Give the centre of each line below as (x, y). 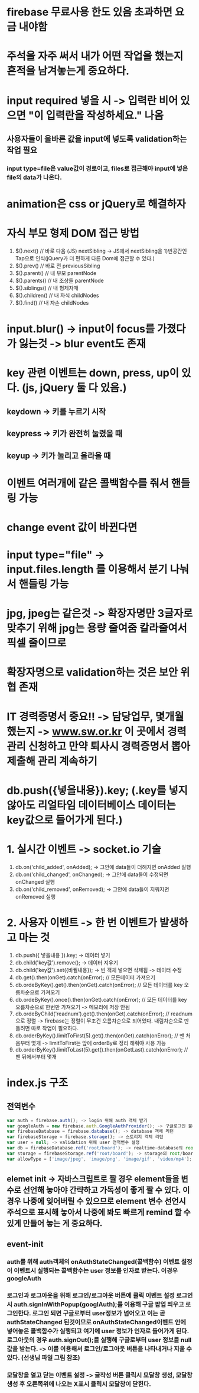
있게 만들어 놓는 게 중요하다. (55, 1224)
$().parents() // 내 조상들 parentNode (59, 280)
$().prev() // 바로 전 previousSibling (58, 266)
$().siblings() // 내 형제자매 (47, 288)
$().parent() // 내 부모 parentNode (56, 273)
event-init (25, 1244)
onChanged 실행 (35, 881)
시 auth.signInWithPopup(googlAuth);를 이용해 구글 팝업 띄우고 (95, 1305)
